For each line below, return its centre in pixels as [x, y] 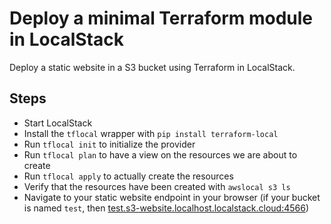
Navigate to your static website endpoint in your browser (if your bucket [172, 197]
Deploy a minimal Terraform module [161, 18]
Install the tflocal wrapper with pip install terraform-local [151, 133]
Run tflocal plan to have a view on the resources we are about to [160, 154]
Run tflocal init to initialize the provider [109, 144]
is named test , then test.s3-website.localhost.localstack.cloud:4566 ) [166, 208]
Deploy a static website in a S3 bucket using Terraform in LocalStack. [152, 67]
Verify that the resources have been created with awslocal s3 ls [157, 186]
